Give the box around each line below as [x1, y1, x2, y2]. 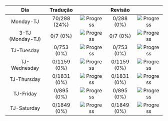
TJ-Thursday [9, 76, 41, 82]
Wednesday [10, 65, 39, 71]
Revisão [110, 7, 130, 13]
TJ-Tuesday [10, 47, 39, 54]
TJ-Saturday [9, 105, 40, 111]
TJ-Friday [13, 90, 37, 97]
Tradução [49, 7, 73, 13]
